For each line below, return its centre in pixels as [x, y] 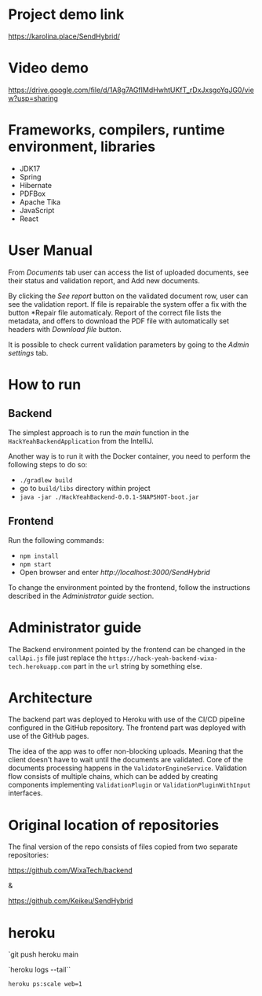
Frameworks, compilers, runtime [116, 130]
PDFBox [32, 194]
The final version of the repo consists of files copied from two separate [123, 847]
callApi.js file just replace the [58, 658]
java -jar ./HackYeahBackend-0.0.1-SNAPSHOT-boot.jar [109, 497]
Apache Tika [40, 201]
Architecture [50, 697]
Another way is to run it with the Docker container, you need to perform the [129, 456]
